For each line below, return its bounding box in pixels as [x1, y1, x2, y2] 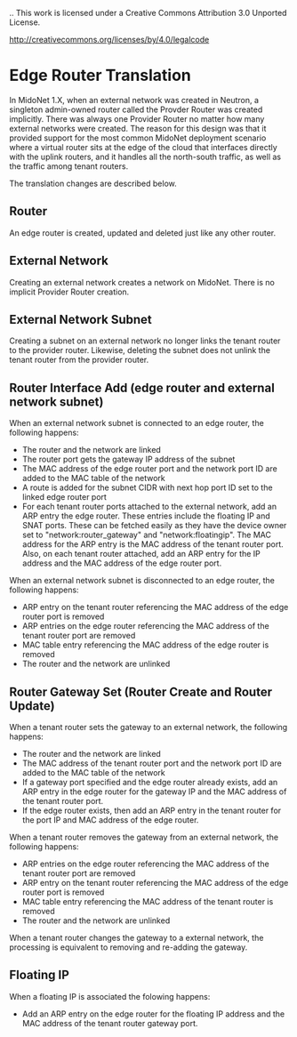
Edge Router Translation [9, 66, 191, 85]
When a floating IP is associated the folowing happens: [9, 991, 211, 1001]
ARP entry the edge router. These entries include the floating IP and [21, 510, 271, 521]
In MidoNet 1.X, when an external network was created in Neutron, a [9, 94, 260, 105]
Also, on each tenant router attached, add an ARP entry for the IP [21, 549, 261, 559]
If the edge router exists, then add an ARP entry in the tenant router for [21, 805, 282, 816]
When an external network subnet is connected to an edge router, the [9, 418, 264, 429]
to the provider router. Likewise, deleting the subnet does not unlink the [9, 345, 271, 356]
